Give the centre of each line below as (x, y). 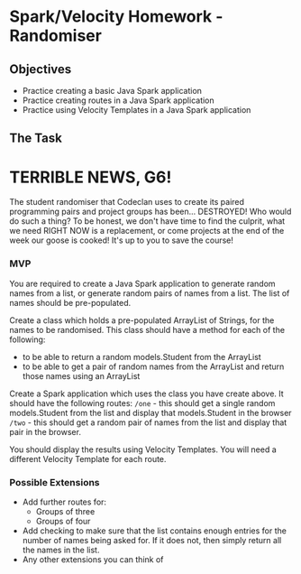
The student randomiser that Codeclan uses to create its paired (127, 202)
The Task (36, 139)
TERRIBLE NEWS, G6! (91, 177)
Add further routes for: (64, 502)
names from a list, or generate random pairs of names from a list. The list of (150, 293)
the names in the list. (61, 550)
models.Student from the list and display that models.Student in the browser (150, 412)
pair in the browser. (45, 431)
